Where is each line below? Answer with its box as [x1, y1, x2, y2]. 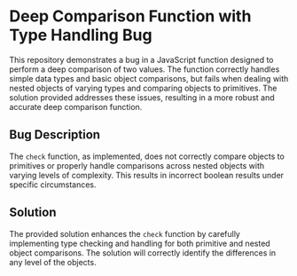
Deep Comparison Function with [9, 6, 252, 27]
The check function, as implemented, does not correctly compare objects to [9, 151, 285, 162]
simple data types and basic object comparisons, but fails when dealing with [9, 73, 289, 83]
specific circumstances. [9, 179, 97, 190]
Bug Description [9, 127, 100, 143]
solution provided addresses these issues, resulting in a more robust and [9, 91, 275, 103]
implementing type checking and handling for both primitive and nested [9, 238, 270, 248]
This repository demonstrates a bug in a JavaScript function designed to [9, 54, 274, 65]
